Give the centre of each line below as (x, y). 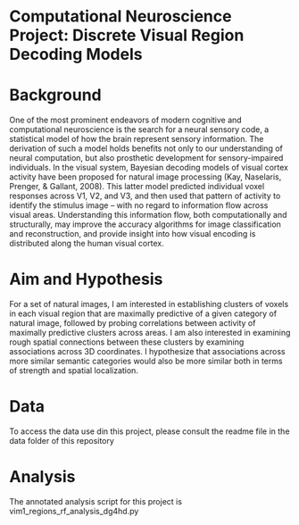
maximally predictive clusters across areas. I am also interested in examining (150, 333)
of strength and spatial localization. (74, 371)
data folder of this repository (62, 441)
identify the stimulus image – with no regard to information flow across (139, 205)
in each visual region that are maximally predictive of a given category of (143, 313)
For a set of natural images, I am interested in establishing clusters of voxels (149, 304)
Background (55, 95)
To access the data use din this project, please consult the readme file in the (149, 431)
